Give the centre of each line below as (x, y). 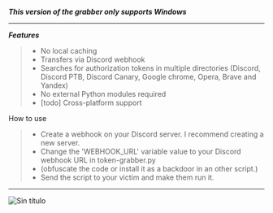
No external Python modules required (103, 94)
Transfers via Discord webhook (93, 59)
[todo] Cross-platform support (91, 102)
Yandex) (54, 85)
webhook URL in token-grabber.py (98, 160)
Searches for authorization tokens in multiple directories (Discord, (151, 68)
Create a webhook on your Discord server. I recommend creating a (152, 134)
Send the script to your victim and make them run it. (127, 177)
